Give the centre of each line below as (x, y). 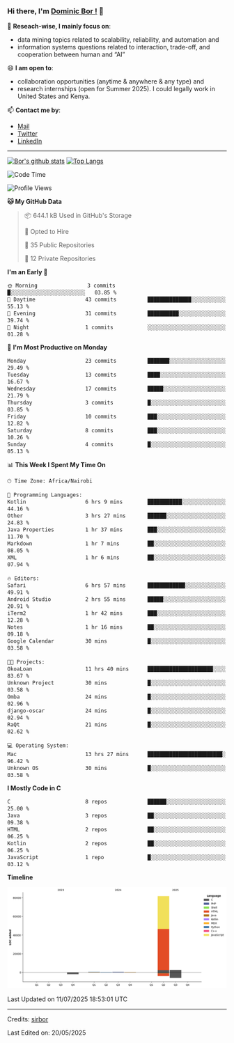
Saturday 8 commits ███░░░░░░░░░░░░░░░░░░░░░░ (117, 431)
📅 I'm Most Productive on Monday (57, 347)
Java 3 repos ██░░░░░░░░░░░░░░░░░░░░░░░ (117, 816)
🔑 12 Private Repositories (60, 259)
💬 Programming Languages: (45, 495)
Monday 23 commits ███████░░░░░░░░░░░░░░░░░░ (117, 361)
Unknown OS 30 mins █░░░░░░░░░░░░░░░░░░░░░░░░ (117, 769)
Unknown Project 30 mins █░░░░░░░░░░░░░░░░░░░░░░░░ (117, 683)
